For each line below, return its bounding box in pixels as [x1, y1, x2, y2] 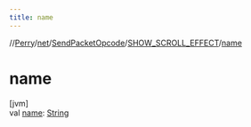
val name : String [9, 107, 69, 118]
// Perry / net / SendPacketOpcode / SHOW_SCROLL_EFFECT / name [9, 37, 243, 48]
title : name [9, 12, 53, 22]
